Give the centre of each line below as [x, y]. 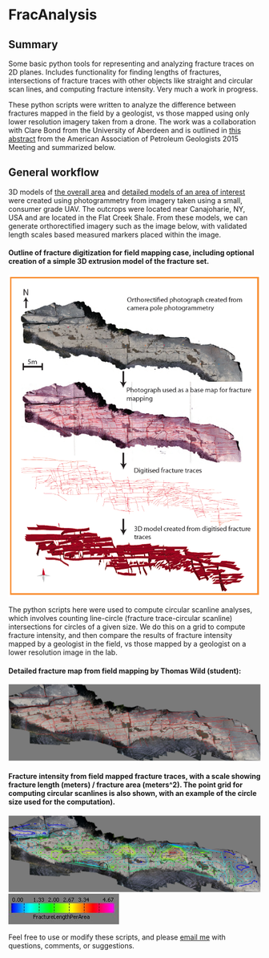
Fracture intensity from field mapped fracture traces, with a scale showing [134, 777]
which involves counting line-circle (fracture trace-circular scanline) [120, 619]
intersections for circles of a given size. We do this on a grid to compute [127, 627]
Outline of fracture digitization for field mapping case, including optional [131, 253]
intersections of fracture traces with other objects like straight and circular [131, 81]
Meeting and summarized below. [62, 147]
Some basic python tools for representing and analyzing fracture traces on [131, 63]
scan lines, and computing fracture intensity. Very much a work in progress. [133, 89]
